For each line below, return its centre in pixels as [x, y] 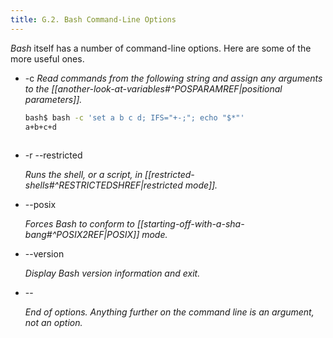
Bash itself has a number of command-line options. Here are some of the [161, 48]
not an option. [53, 323]
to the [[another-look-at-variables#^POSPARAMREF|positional [153, 88]
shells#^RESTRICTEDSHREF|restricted [103, 185]
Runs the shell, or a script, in [83, 175]
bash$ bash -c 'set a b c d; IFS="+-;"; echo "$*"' [134, 117]
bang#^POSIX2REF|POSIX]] [82, 235]
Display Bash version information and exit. [112, 273]
